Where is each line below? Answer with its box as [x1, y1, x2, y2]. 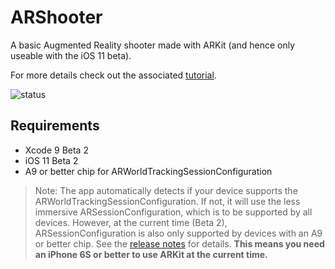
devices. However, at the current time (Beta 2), [34, 216, 228, 228]
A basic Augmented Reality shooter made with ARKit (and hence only [10, 39, 296, 51]
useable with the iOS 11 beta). [10, 49, 132, 61]
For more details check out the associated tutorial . [10, 69, 217, 81]
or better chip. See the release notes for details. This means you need [34, 237, 325, 250]
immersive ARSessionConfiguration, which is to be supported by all [34, 206, 313, 218]
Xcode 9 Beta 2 [24, 144, 89, 156]
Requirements [10, 117, 100, 135]
